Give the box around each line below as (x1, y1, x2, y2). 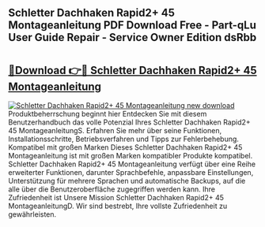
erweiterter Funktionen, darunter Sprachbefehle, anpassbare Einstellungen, (8, 168, 254, 177)
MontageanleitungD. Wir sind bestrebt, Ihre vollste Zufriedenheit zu (8, 201, 228, 210)
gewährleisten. (8, 210, 57, 219)
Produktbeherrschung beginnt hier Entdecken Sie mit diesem (8, 110, 207, 118)
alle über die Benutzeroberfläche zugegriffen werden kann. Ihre (8, 184, 216, 194)
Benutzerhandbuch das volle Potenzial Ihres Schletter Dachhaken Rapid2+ (8, 117, 251, 127)
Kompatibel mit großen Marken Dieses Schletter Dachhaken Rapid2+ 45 (8, 143, 243, 152)
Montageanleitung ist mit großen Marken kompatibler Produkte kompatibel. (8, 151, 253, 160)
